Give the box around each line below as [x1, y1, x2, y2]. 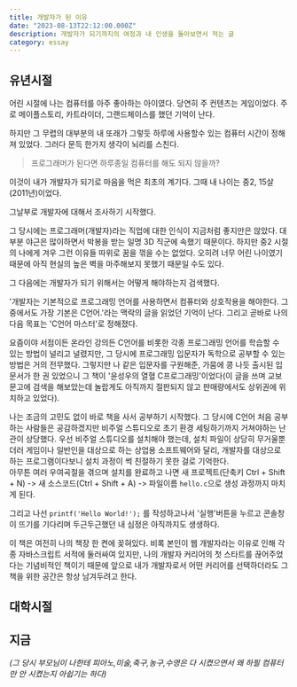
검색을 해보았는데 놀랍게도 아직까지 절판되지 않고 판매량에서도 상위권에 [32, 382, 277, 393]
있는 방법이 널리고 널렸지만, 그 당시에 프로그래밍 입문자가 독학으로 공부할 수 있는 [9, 348, 286, 359]
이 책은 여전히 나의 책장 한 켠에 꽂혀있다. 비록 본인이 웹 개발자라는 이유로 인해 [9, 538, 277, 549]
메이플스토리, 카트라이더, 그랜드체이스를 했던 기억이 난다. [18, 109, 215, 120]
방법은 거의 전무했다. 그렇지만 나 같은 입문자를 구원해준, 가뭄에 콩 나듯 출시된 [9, 360, 274, 371]
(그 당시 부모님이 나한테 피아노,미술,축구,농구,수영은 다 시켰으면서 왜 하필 [9, 658, 260, 668]
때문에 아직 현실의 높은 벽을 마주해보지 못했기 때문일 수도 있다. [9, 259, 224, 269]
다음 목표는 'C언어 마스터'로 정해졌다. [9, 318, 138, 329]
